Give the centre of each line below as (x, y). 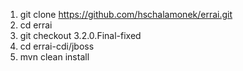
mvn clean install (54, 57)
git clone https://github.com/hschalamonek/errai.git (126, 14)
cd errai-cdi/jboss (57, 46)
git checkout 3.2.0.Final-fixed (80, 35)
